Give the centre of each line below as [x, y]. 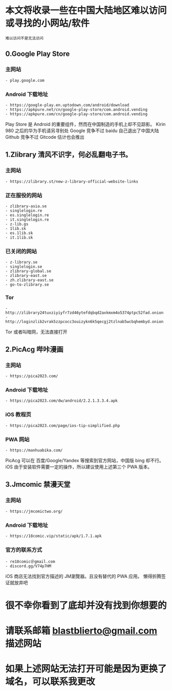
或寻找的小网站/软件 [47, 23]
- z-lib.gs [17, 224]
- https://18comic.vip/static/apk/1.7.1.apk [53, 536]
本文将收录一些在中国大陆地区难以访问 [86, 10]
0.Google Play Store [38, 54]
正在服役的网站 [24, 195]
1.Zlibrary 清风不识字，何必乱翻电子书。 [69, 155]
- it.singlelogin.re [27, 220]
